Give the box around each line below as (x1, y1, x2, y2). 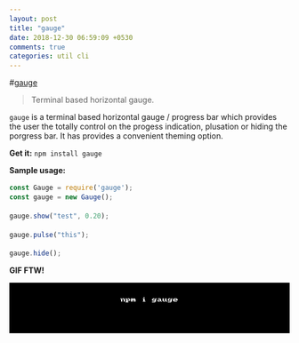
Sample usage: (9, 165, 66, 176)
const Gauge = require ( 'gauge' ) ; (9, 183, 133, 193)
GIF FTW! (9, 265, 44, 275)
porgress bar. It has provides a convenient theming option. (9, 131, 224, 141)
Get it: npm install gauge (9, 148, 102, 159)
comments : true (9, 43, 66, 52)
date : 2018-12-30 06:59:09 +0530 (9, 33, 133, 42)
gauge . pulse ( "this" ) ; (9, 230, 90, 239)
